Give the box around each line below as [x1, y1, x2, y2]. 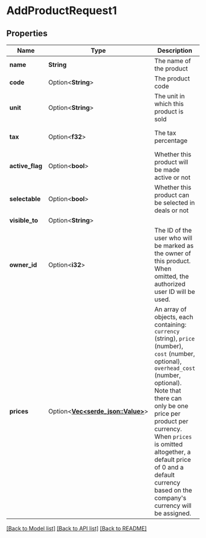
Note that [154, 386, 181, 394]
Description [157, 47, 193, 55]
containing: [154, 320, 187, 329]
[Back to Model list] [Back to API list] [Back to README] [6, 525, 147, 532]
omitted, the [154, 272, 189, 280]
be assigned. [154, 509, 192, 517]
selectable [9, 194, 41, 203]
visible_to [9, 216, 39, 225]
